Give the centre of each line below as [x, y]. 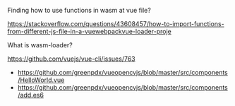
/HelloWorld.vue [41, 80]
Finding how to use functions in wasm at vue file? [79, 10]
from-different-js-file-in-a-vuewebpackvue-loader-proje [89, 31]
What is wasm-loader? [40, 45]
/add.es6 [31, 95]
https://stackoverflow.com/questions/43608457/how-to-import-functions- [116, 24]
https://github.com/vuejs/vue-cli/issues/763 [71, 59]
